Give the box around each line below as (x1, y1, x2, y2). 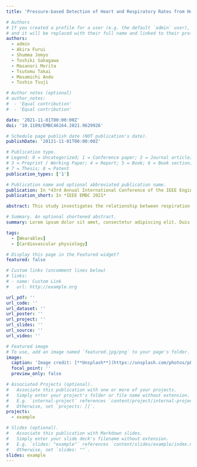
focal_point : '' (11, 365, 51, 371)
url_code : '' (6, 300, 38, 306)
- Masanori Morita (11, 63, 57, 69)
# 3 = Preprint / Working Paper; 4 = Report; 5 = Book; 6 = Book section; (6, 160, 193, 166)
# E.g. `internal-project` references (6, 398, 107, 403)
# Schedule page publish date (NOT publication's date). (6, 133, 148, 139)
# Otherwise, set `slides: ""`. (6, 446, 91, 453)
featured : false (6, 257, 46, 263)
